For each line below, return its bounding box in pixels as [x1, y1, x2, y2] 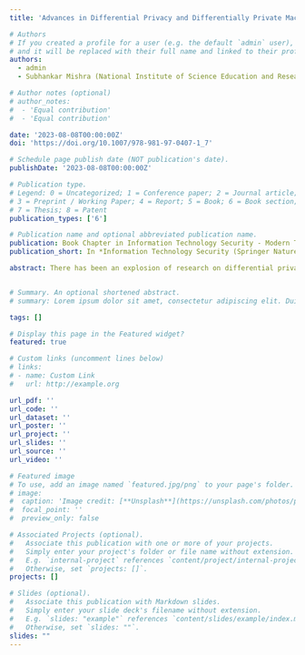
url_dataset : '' [9, 413, 71, 422]
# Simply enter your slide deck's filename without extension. [9, 606, 261, 615]
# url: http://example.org [9, 379, 120, 388]
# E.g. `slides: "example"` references [9, 614, 169, 623]
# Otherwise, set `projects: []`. [9, 564, 148, 573]
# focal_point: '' [9, 506, 84, 515]
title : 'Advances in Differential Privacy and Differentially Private [9, 13, 282, 23]
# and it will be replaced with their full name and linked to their [9, 46, 279, 55]
